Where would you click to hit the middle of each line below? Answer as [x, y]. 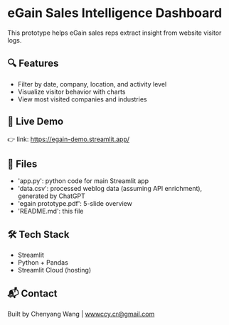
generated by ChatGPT [51, 196]
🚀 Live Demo [36, 122]
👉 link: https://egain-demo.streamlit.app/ [69, 139]
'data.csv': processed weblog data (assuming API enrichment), [110, 189]
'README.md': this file [50, 211]
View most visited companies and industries [82, 99]
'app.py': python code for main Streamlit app [83, 181]
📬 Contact [32, 293]
